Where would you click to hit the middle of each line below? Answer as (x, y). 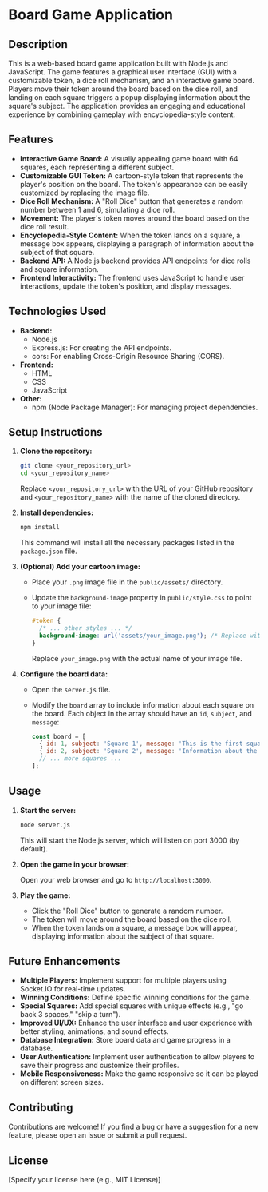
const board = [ (59, 736)
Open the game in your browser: (75, 864)
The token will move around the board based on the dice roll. (132, 919)
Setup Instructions (55, 432)
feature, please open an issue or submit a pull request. (98, 1135)
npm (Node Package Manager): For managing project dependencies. (145, 407)
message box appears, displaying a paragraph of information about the (136, 243)
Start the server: (48, 810)
